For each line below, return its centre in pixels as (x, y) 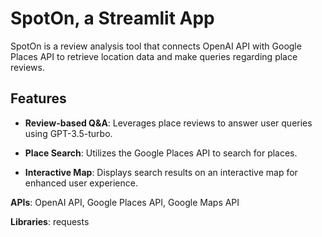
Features (38, 98)
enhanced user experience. (81, 183)
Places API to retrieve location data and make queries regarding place (154, 56)
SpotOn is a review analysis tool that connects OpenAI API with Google (156, 46)
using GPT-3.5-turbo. (68, 133)
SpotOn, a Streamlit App (112, 18)
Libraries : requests (50, 221)
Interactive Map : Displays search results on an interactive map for (161, 172)
